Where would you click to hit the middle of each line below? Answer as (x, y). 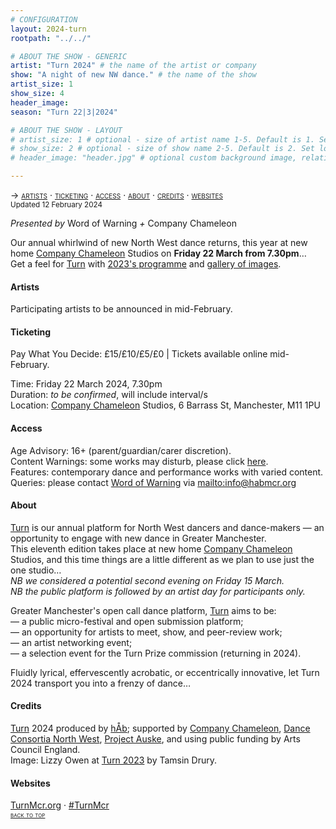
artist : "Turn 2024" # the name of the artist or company (133, 66)
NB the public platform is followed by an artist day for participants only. (158, 591)
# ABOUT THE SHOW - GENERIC (69, 56)
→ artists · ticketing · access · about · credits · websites (116, 195)
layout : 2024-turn (48, 29)
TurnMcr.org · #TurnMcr (60, 805)
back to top (28, 815)
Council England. (45, 750)
